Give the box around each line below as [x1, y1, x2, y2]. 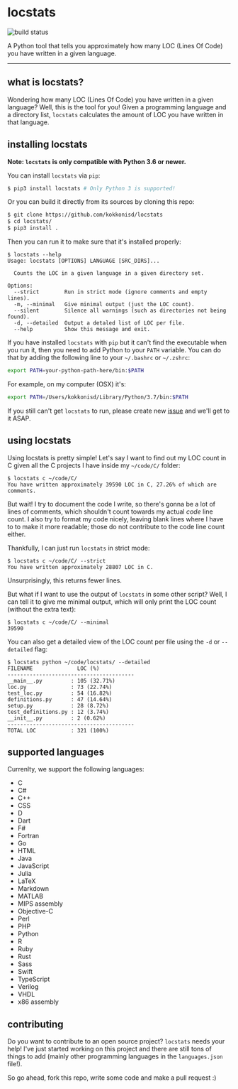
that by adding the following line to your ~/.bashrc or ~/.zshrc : [7, 353, 190, 362]
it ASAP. [7, 413, 31, 423]
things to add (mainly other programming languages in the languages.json [7, 1052, 223, 1061]
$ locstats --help [7, 251, 62, 259]
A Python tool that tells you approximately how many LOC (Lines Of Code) [7, 41, 223, 50]
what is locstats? [7, 76, 84, 89]
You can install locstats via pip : [7, 171, 101, 180]
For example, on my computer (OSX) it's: [7, 379, 126, 388]
